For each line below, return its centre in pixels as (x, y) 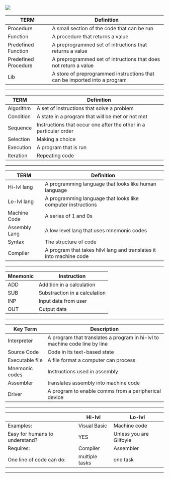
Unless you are (131, 434)
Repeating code (56, 155)
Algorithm (19, 108)
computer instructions (71, 205)
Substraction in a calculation (72, 293)
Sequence (20, 128)
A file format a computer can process (92, 360)
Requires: (19, 448)
